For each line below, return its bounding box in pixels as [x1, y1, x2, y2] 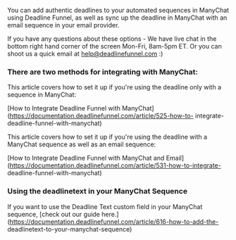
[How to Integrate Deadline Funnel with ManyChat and [7, 154, 165, 163]
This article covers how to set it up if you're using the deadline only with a [7, 83, 222, 91]
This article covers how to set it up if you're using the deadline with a [7, 133, 208, 141]
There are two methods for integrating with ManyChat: [7, 67, 199, 77]
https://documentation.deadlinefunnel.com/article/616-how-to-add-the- [9, 217, 219, 226]
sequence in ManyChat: [7, 91, 76, 99]
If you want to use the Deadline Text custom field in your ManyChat [7, 202, 203, 210]
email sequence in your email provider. [7, 21, 120, 29]
